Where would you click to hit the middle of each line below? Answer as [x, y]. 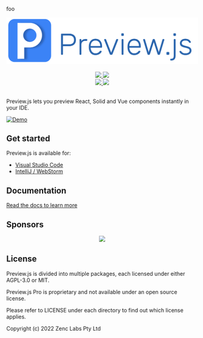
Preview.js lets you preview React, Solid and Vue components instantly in [98, 101]
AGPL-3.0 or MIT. [28, 280]
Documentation [36, 190]
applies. [16, 317]
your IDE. [18, 107]
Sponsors [25, 224]
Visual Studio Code [39, 165]
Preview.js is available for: [39, 153]
